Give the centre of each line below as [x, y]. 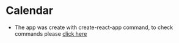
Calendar [29, 11]
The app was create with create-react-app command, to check [94, 27]
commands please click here [51, 33]
